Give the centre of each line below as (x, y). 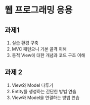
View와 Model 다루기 (32, 85)
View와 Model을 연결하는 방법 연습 (45, 98)
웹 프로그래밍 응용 (39, 10)
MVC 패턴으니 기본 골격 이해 (39, 49)
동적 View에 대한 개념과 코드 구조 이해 (48, 55)
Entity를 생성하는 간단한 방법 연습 (44, 91)
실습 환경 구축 (25, 43)
